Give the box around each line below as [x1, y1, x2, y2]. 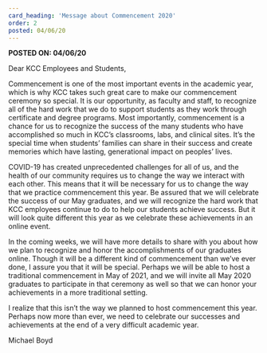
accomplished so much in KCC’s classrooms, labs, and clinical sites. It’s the [8, 130, 255, 139]
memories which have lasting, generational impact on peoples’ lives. [8, 147, 233, 156]
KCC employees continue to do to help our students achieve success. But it [8, 205, 256, 214]
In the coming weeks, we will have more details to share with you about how [8, 237, 258, 247]
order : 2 [8, 19, 37, 27]
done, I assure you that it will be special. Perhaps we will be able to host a [8, 262, 250, 272]
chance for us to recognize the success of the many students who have [8, 121, 244, 131]
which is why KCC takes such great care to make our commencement [8, 88, 238, 97]
